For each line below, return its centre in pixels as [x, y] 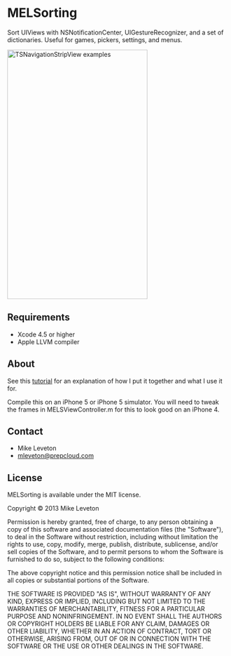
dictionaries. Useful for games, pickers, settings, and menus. [95, 39]
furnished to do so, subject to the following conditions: [86, 559]
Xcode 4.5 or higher [46, 334]
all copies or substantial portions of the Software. [78, 580]
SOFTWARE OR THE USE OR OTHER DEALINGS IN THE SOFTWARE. [105, 646]
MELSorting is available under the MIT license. [74, 495]
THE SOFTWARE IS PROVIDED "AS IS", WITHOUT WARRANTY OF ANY [109, 594]
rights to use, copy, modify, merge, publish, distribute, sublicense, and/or [113, 544]
